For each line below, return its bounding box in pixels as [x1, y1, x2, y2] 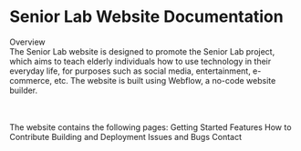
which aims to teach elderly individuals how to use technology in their [9, 55, 272, 66]
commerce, [9, 75, 53, 86]
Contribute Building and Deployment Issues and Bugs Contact [9, 131, 242, 142]
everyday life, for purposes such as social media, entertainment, [9, 65, 251, 76]
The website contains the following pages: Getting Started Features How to [9, 121, 292, 133]
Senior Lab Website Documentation [9, 6, 285, 27]
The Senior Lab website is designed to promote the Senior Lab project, [9, 45, 275, 56]
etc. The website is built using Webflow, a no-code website [54, 75, 276, 86]
